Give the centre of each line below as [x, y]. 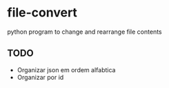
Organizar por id [40, 77]
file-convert [42, 13]
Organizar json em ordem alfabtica [66, 69]
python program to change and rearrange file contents [84, 32]
